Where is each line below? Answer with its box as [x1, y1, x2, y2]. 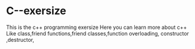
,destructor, [6, 36, 34, 43]
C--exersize [6, 4, 67, 18]
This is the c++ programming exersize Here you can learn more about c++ [6, 24, 187, 31]
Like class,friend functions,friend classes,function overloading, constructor [6, 30, 189, 37]
